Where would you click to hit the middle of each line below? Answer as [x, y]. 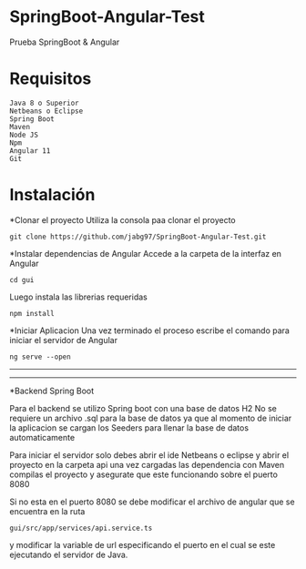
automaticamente [42, 437]
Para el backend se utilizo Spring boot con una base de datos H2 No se [143, 408]
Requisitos [51, 79]
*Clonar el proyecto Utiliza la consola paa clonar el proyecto [122, 219]
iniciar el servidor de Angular [64, 340]
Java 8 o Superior [44, 103]
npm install [32, 313]
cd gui [22, 279]
